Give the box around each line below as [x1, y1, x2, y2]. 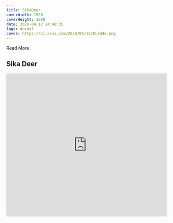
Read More [6, 45, 30, 51]
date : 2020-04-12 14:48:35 [6, 21, 64, 27]
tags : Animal [6, 26, 34, 31]
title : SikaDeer [6, 7, 41, 13]
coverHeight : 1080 [6, 17, 45, 22]
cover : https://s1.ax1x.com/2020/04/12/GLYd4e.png [6, 31, 116, 36]
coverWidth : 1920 [6, 12, 43, 17]
